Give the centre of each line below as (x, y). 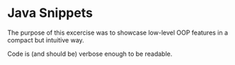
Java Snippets (50, 13)
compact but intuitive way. (46, 40)
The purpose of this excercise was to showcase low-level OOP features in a (118, 32)
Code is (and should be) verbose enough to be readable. (90, 54)
